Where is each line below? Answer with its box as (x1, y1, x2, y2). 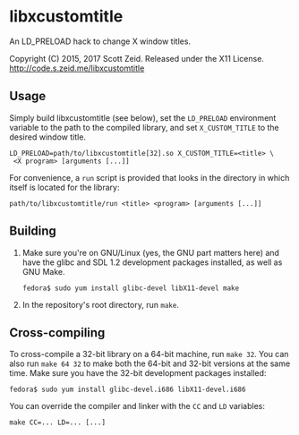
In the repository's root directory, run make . (21, 299, 179, 310)
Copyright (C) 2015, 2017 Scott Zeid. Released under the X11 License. (9, 53, 264, 64)
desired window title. (9, 132, 87, 142)
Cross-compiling (9, 325, 106, 340)
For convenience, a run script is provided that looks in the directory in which (9, 172, 290, 183)
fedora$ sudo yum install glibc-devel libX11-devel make (21, 284, 240, 293)
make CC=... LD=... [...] (9, 418, 106, 427)
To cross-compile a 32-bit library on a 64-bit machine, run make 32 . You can (9, 349, 289, 360)
